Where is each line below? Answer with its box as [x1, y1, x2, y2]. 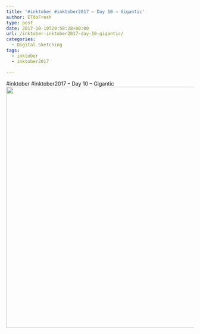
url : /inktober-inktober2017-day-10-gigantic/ [6, 31, 124, 37]
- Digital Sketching [11, 42, 62, 48]
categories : [6, 36, 36, 42]
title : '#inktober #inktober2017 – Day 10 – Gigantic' [6, 8, 145, 15]
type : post [6, 20, 33, 26]
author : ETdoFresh [6, 14, 52, 20]
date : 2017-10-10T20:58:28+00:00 [6, 25, 89, 31]
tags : [6, 48, 20, 53]
